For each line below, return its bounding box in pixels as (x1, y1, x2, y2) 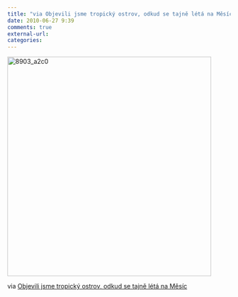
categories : (7, 37, 42, 44)
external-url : (7, 30, 50, 38)
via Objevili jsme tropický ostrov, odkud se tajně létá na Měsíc (7, 282, 188, 291)
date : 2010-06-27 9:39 (7, 17, 74, 24)
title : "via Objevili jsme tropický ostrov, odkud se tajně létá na (7, 10, 214, 18)
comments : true (7, 23, 52, 31)
